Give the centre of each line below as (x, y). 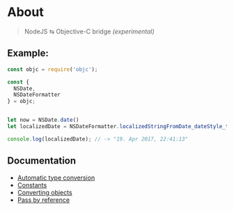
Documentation (42, 161)
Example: (28, 53)
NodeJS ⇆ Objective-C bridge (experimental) (89, 31)
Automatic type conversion (56, 178)
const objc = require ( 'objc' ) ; (53, 69)
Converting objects (45, 192)
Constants (32, 185)
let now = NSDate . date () (43, 120)
